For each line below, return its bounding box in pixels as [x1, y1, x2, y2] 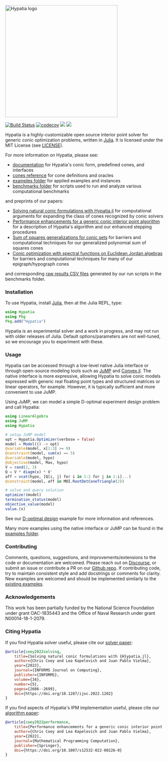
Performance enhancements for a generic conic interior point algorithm [12, 218, 160, 224]
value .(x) [5, 506, 26, 512]
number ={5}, [14, 681, 39, 687]
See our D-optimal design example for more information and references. [5, 516, 154, 522]
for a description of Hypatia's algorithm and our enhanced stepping [12, 224, 152, 229]
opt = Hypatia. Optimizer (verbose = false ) [5, 437, 95, 442]
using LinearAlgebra [5, 414, 49, 419]
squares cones [12, 245, 44, 251]
